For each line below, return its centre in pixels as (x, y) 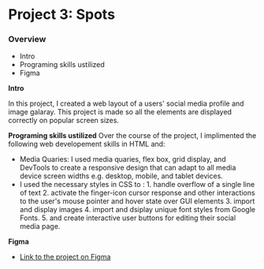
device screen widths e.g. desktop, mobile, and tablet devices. (121, 176)
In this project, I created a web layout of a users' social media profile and (126, 103)
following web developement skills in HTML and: (87, 144)
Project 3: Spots (62, 15)
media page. (40, 226)
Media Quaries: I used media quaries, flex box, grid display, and (123, 159)
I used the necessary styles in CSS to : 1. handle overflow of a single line (137, 185)
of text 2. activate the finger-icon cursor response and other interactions (137, 193)
